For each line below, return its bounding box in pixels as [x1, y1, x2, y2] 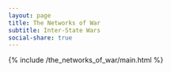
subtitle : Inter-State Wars [8, 26, 101, 34]
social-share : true [8, 33, 73, 42]
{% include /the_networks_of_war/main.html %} [8, 55, 164, 65]
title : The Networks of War [8, 19, 101, 27]
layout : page [8, 11, 51, 20]
